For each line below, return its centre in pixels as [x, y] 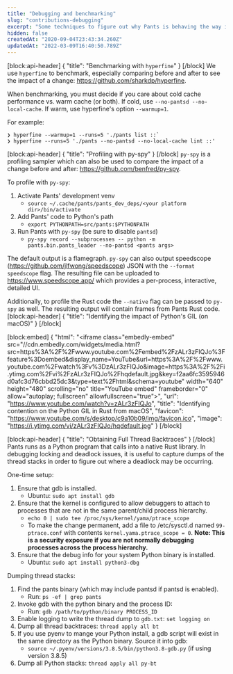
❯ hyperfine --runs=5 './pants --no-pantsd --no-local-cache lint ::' [111, 141]
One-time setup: [31, 475]
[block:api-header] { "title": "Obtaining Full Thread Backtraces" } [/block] [111, 439]
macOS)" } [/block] [34, 323]
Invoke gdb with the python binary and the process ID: [95, 604]
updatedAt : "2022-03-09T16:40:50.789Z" [65, 46]
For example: [26, 122]
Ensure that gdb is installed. [57, 488]
